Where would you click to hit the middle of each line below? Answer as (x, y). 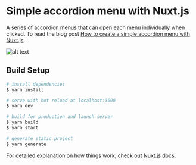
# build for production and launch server (60, 117)
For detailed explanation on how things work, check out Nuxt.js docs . (91, 155)
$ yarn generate (26, 144)
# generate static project (40, 138)
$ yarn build (22, 122)
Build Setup (28, 71)
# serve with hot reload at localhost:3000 (61, 100)
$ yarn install (25, 90)
